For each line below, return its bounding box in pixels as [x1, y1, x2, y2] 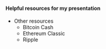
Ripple [22, 36, 39, 43]
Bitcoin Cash [22, 24, 54, 31]
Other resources [13, 17, 54, 24]
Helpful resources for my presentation [5, 5, 101, 12]
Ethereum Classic [22, 30, 66, 37]
